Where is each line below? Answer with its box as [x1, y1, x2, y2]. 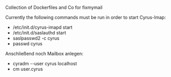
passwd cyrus [12, 41, 42, 47]
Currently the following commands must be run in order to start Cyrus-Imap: [5, 14, 166, 20]
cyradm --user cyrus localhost [12, 61, 77, 66]
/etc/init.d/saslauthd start [12, 30, 67, 35]
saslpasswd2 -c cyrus [12, 35, 60, 41]
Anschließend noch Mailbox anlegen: [5, 51, 83, 56]
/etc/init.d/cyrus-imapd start [12, 24, 73, 30]
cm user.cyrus [12, 66, 43, 72]
